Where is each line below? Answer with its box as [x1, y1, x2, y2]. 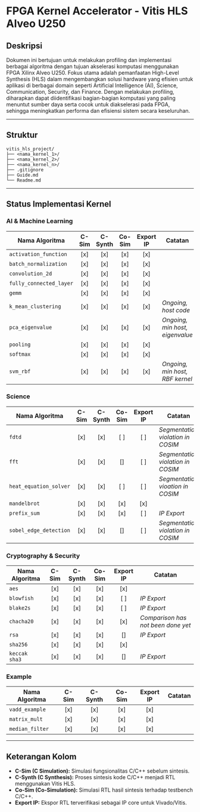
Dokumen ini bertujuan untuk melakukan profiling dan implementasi [6, 57, 171, 63]
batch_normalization [9, 260, 67, 267]
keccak [9, 650, 28, 657]
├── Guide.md [6, 172, 39, 178]
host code [161, 306, 190, 314]
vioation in [158, 482, 189, 490]
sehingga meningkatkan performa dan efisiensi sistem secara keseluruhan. [6, 107, 190, 114]
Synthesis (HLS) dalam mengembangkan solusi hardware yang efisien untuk [6, 76, 193, 82]
